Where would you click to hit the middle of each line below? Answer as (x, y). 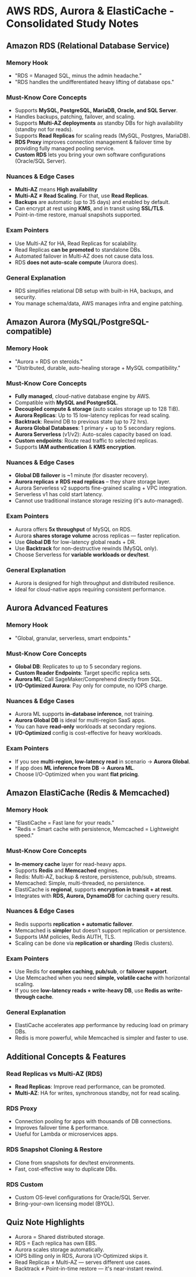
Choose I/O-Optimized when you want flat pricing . (77, 774)
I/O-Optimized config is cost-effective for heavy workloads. (88, 733)
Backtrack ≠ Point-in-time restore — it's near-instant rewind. (89, 1268)
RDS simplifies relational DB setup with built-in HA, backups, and (94, 291)
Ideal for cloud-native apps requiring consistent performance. (90, 589)
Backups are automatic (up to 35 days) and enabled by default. (92, 202)
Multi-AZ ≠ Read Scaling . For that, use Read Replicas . (82, 196)
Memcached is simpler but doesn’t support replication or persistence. (100, 930)
